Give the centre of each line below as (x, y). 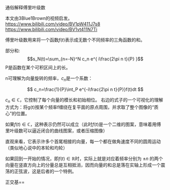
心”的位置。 (18, 113)
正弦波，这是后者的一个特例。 (45, 171)
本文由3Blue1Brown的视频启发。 (39, 18)
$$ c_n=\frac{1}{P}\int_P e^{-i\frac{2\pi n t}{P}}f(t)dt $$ (85, 89)
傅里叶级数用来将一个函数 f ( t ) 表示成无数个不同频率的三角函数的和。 (75, 40)
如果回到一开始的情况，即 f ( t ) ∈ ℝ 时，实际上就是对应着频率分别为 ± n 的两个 (84, 159)
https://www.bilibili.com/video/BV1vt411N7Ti (51, 29)
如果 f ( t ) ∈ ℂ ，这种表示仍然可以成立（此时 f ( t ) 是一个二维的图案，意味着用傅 (83, 124)
